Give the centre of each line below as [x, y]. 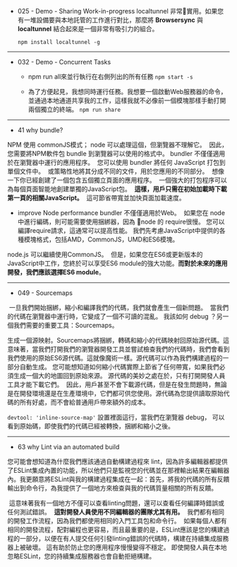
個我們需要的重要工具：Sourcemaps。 [63, 325]
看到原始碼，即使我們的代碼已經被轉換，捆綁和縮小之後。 [91, 426]
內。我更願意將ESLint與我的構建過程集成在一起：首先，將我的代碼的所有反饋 [119, 479]
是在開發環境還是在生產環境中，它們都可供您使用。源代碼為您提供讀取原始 [115, 393]
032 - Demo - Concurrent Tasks [64, 62]
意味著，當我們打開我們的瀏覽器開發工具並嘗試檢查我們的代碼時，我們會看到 [119, 349]
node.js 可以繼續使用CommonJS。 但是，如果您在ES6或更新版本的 [105, 254]
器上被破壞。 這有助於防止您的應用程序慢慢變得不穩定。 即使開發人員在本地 [117, 547]
